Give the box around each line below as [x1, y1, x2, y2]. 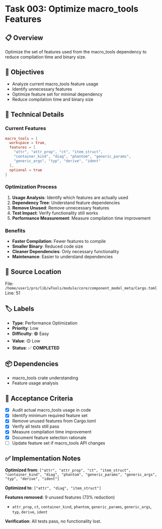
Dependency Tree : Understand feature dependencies [12, 200, 120, 206]
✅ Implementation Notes [5, 454, 81, 463]
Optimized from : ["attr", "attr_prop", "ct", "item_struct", [5, 467, 131, 473]
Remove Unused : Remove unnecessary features [12, 205, 110, 210]
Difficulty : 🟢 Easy [12, 331, 49, 337]
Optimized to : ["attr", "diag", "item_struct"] [5, 485, 101, 491]
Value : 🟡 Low [12, 338, 40, 344]
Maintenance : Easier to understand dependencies [12, 254, 113, 259]
